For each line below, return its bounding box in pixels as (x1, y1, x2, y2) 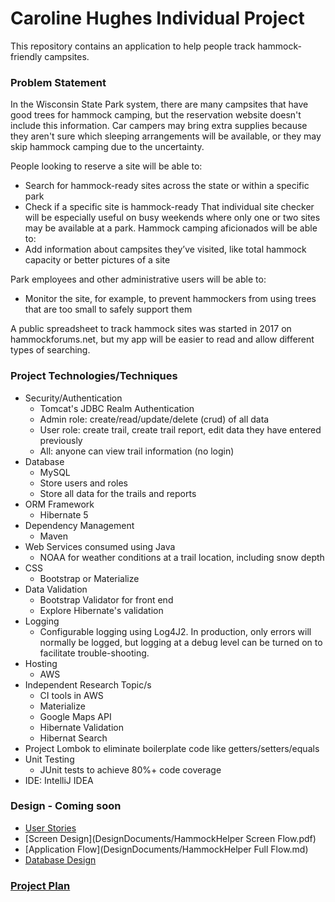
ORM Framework (24, 498, 95, 510)
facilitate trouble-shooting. (39, 647, 150, 659)
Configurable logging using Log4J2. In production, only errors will (39, 625, 312, 637)
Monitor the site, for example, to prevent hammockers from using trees (24, 293, 317, 305)
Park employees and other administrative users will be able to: (10, 273, 267, 286)
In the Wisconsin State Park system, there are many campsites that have (10, 98, 309, 111)
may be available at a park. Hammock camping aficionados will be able (24, 222, 318, 234)
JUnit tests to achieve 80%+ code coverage (39, 763, 222, 776)
